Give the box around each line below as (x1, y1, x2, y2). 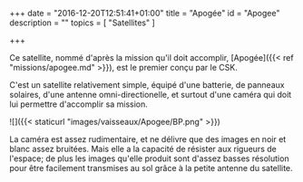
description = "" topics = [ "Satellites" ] (9, 17, 156, 28)
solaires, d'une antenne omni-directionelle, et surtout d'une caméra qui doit (9, 90, 292, 100)
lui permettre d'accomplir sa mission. (9, 99, 148, 110)
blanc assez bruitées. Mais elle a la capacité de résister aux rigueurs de (9, 144, 277, 154)
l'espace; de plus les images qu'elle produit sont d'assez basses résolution (9, 153, 289, 164)
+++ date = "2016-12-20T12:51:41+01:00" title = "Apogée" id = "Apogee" (9, 8, 280, 18)
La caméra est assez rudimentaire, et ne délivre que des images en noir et (9, 134, 287, 144)
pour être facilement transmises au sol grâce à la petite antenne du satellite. (9, 163, 293, 173)
